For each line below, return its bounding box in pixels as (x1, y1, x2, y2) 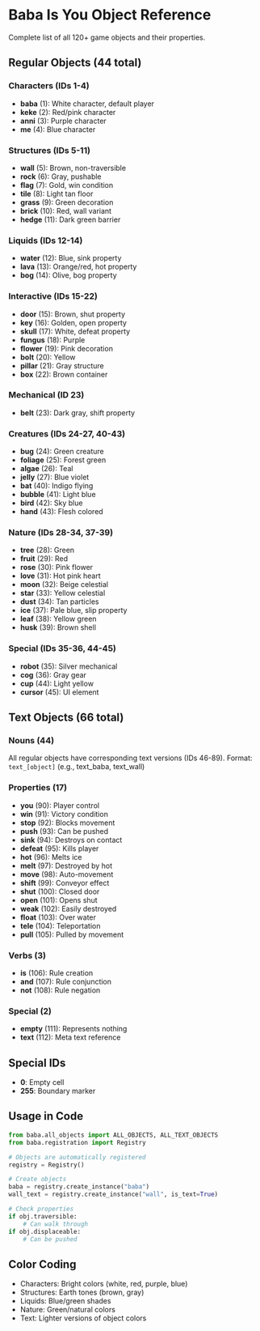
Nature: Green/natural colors (19, 1305, 115, 1315)
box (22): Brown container (19, 369, 108, 379)
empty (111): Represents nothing (19, 1024, 128, 1034)
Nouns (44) (8, 735, 55, 746)
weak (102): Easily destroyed (19, 904, 117, 913)
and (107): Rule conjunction (19, 976, 111, 986)
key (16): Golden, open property (19, 317, 128, 327)
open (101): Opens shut (19, 895, 99, 904)
